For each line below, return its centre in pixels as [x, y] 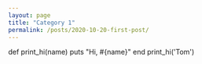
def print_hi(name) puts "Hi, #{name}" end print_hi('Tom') [101, 52]
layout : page [29, 15]
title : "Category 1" [42, 23]
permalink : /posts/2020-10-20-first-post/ [79, 30]
